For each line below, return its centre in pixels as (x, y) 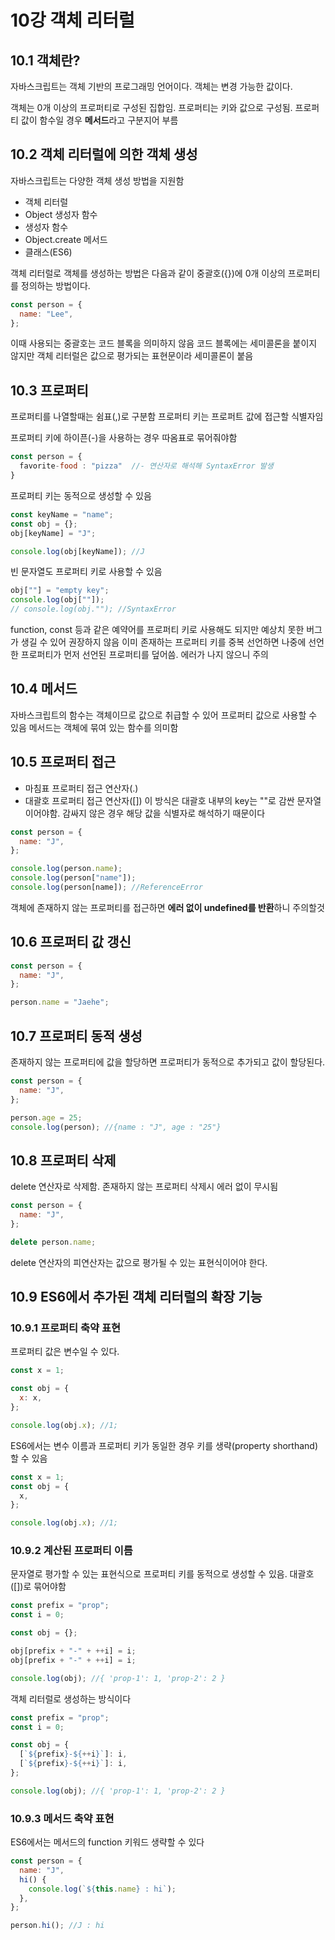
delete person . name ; (53, 1242)
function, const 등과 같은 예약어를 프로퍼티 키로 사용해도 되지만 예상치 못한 (157, 629)
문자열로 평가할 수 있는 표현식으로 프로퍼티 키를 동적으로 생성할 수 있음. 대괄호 (162, 1574)
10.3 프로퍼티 (49, 390)
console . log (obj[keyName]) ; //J (77, 551)
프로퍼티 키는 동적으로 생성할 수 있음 (81, 495)
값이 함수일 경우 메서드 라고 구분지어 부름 (99, 120)
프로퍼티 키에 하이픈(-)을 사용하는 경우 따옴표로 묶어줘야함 (124, 438)
